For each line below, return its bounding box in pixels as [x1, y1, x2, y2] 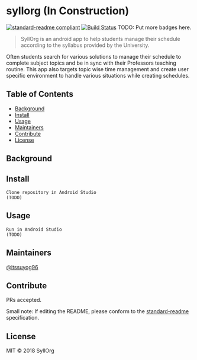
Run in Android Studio [6, 227, 62, 232]
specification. [6, 314, 40, 321]
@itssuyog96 [6, 263, 38, 270]
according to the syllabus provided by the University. [20, 42, 150, 49]
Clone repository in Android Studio [6, 189, 96, 195]
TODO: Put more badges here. [117, 24, 192, 31]
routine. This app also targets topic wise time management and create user [6, 65, 189, 72]
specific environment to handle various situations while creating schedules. [6, 72, 190, 79]
